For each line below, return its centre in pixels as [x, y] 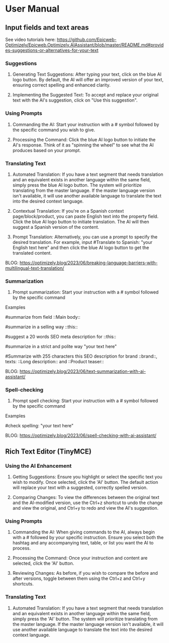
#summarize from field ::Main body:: [43, 317]
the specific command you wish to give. [54, 130]
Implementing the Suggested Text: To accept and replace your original [86, 95]
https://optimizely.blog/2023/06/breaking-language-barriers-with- [89, 263]
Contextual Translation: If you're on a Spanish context [68, 211]
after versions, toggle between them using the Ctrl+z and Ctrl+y [79, 578]
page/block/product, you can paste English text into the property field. [85, 216]
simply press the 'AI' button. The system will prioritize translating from [85, 619]
